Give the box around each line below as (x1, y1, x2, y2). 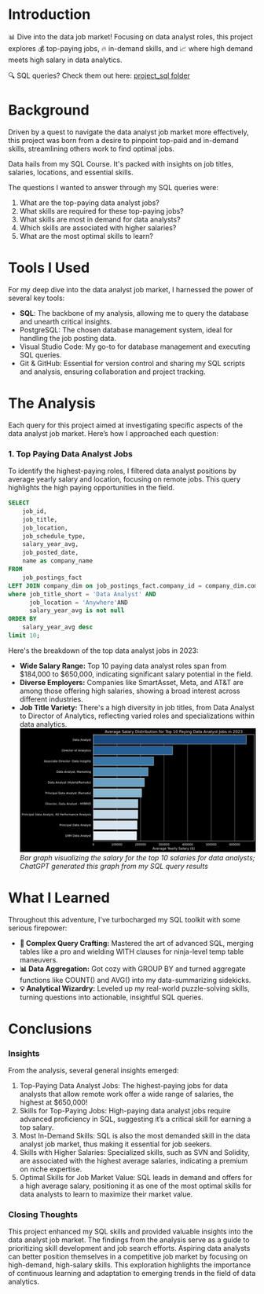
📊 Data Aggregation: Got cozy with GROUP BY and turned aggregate (19, 964, 246, 973)
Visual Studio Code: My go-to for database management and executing (19, 342, 251, 351)
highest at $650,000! (19, 1098, 88, 1107)
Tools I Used (8, 259, 90, 277)
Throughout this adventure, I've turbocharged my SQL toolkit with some (8, 915, 241, 924)
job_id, (22, 507, 47, 515)
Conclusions (8, 1020, 93, 1038)
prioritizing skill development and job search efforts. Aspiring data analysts (8, 1244, 251, 1253)
